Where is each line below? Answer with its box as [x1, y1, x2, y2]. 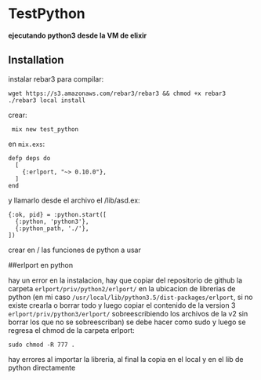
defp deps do [8, 154, 51, 162]
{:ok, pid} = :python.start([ [8, 210, 107, 218]
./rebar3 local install [8, 96, 86, 104]
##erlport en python [8, 260, 74, 269]
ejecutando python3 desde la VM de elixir [8, 31, 147, 40]
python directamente [8, 363, 76, 372]
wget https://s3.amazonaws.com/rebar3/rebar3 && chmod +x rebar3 [8, 90, 226, 97]
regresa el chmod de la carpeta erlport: [8, 325, 135, 334]
